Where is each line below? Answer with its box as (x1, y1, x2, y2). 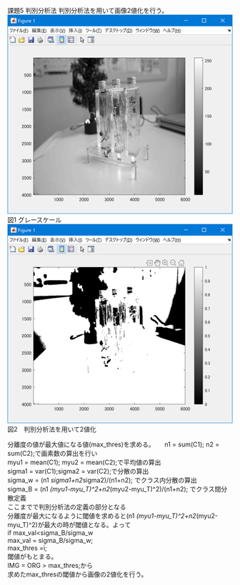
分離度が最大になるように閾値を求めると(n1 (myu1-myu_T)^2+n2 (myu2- (7, 511, 218, 520)
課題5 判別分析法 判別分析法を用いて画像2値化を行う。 (7, 6, 169, 14)
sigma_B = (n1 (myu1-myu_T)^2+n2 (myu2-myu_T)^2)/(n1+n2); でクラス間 (7, 485, 221, 494)
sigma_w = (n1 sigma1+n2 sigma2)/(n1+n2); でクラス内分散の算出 (7, 476, 198, 484)
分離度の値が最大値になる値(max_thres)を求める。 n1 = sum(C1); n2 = (7, 440, 220, 449)
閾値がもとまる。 (7, 552, 58, 561)
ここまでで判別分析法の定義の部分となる (7, 503, 126, 511)
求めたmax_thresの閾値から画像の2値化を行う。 (7, 570, 148, 579)
